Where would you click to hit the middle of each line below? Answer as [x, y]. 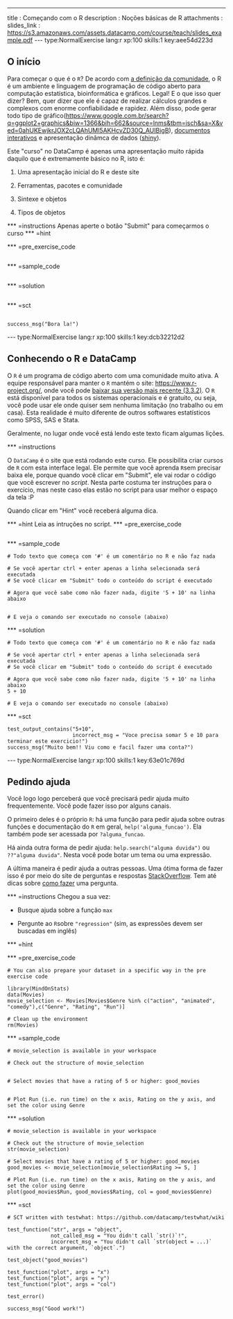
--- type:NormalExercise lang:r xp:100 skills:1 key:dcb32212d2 [96, 337]
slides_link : [24, 25]
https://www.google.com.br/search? [117, 115]
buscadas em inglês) [47, 931]
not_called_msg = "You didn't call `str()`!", [119, 1236]
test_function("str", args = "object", [65, 1230]
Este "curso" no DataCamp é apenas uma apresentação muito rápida [106, 151]
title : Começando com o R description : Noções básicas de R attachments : [115, 18]
